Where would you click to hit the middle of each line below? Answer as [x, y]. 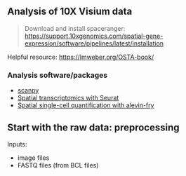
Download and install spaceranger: [75, 28]
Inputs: [17, 144]
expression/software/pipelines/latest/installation [94, 43]
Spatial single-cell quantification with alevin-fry [86, 105]
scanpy [28, 90]
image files [33, 158]
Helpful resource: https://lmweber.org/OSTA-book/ [81, 57]
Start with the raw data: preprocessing [94, 127]
